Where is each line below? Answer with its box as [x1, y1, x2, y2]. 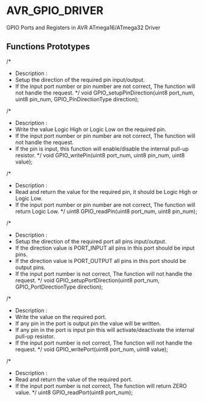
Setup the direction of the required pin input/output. [15, 76, 145, 83]
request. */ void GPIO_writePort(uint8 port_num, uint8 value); [15, 345, 169, 353]
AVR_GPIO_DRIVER [6, 4, 104, 18]
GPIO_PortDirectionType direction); [15, 283, 104, 290]
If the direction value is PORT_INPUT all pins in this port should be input [15, 244, 195, 251]
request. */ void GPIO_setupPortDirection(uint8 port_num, [15, 276, 160, 284]
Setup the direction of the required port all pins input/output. [15, 237, 167, 245]
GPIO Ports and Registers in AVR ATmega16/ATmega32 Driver [6, 24, 161, 31]
